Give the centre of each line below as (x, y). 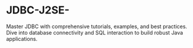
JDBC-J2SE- (38, 10)
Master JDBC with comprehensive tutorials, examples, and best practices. (97, 26)
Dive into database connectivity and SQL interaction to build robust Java (95, 32)
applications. (22, 39)
